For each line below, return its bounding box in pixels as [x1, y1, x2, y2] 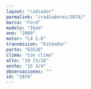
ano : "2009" [6, 30, 35, 36]
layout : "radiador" [6, 8, 54, 15]
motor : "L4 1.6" [6, 36, 46, 42]
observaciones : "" [6, 69, 51, 74]
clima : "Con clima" [6, 52, 54, 58]
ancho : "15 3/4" [6, 63, 46, 69]
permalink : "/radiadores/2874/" [6, 14, 86, 20]
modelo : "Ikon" [6, 25, 44, 31]
